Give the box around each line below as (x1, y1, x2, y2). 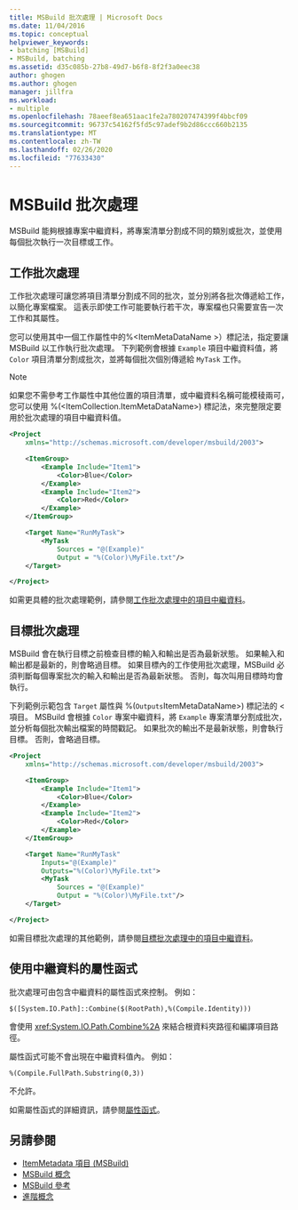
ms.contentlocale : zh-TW (9, 137, 101, 146)
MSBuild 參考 (21, 1180, 71, 1191)
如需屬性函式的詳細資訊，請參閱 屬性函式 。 (9, 1104, 165, 1115)
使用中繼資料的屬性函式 (9, 961, 137, 976)
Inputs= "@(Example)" (41, 858, 117, 867)
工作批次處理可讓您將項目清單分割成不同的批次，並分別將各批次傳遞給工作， (9, 291, 289, 301)
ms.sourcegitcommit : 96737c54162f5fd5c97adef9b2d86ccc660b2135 (9, 121, 248, 130)
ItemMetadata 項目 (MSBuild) (21, 1158, 129, 1169)
